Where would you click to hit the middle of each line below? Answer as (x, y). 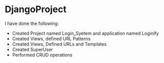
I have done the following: (32, 23)
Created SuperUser (32, 49)
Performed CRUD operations (42, 55)
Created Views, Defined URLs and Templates (59, 44)
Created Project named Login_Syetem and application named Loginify (85, 33)
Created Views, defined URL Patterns (51, 39)
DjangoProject (36, 9)
